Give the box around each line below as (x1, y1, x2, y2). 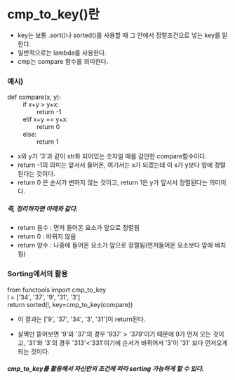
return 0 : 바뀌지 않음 (17, 232, 76, 240)
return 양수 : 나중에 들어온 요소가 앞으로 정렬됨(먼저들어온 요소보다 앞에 (17, 241, 213, 250)
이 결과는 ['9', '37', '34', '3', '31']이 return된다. (17, 315, 146, 323)
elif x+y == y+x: (22, 115, 69, 123)
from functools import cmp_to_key (7, 285, 107, 294)
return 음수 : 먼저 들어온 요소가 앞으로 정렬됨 (17, 224, 140, 232)
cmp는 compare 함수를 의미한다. (17, 57, 109, 65)
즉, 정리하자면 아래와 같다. (7, 204, 79, 212)
